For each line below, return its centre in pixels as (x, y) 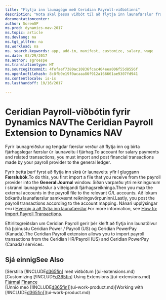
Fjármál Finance (21, 282)
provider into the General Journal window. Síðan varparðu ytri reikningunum (83, 182)
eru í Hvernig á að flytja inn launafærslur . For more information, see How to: (81, 208)
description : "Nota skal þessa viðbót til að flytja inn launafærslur (79, 14)
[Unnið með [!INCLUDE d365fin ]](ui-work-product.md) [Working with (74, 287)
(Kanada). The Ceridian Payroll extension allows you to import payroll (75, 234)
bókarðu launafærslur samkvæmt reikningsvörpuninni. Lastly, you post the (80, 198)
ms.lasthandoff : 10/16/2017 (34, 83)
